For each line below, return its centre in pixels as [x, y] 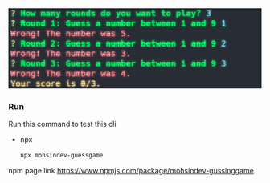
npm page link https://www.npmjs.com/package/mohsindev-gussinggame [131, 170]
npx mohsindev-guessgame [61, 155]
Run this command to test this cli [62, 124]
